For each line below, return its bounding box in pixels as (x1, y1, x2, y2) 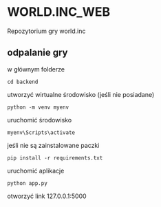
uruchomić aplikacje (7, 166, 65, 175)
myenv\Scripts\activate (7, 129, 76, 136)
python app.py (7, 179, 48, 186)
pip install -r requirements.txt (7, 154, 103, 162)
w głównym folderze (7, 65, 65, 73)
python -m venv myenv (7, 104, 69, 111)
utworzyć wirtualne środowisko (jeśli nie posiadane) (7, 90, 155, 98)
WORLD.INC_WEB (7, 4, 111, 20)
